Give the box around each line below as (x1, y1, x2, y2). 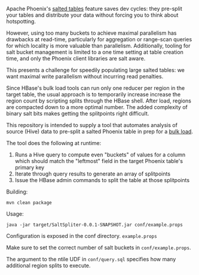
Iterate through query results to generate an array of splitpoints (14, 170, 171, 177)
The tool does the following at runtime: (6, 140, 102, 146)
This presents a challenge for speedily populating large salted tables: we (6, 67, 185, 74)
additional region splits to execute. (6, 262, 91, 269)
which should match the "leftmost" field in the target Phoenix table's (14, 158, 183, 164)
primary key (14, 164, 45, 171)
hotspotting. (6, 18, 36, 25)
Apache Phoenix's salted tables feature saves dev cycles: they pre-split (6, 5, 182, 12)
